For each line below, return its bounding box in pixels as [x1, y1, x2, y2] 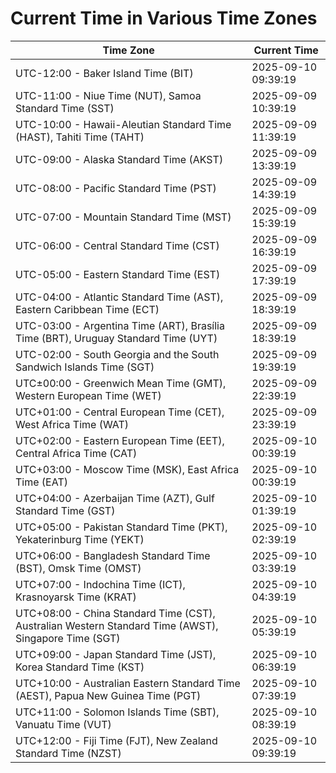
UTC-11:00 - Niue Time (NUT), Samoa [15, 88, 202, 102]
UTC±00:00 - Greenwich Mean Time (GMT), [15, 376, 227, 390]
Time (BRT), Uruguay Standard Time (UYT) [15, 331, 218, 345]
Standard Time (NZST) [15, 746, 122, 760]
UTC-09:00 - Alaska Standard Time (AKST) [15, 152, 224, 166]
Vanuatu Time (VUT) [15, 717, 112, 731]
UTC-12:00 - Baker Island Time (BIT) [15, 66, 194, 80]
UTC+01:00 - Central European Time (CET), [15, 405, 225, 419]
